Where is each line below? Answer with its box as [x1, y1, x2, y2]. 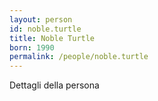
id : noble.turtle [9, 24, 82, 34]
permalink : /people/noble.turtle [9, 52, 149, 62]
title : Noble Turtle [9, 33, 96, 43]
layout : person [9, 14, 73, 25]
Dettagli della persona [9, 79, 100, 91]
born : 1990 [9, 42, 55, 53]
